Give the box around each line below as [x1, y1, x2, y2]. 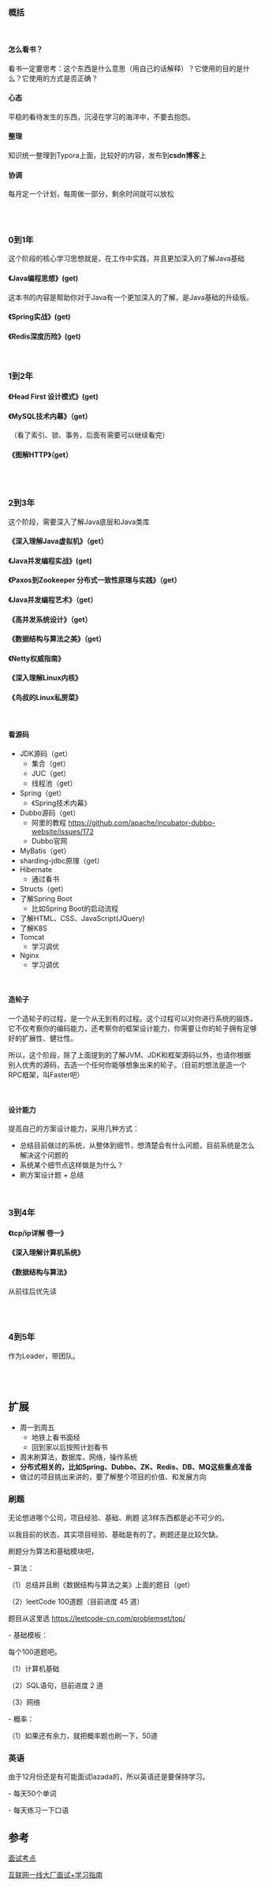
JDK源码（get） [19, 748, 73, 758]
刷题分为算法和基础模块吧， [8, 1546, 99, 1556]
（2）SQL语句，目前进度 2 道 [8, 1680, 104, 1690]
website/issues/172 [31, 826, 95, 836]
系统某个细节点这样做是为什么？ [19, 1160, 124, 1170]
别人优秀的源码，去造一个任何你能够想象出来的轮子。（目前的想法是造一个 [8, 1060, 247, 1069]
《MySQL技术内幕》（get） [8, 411, 92, 421]
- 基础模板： [8, 1630, 49, 1639]
